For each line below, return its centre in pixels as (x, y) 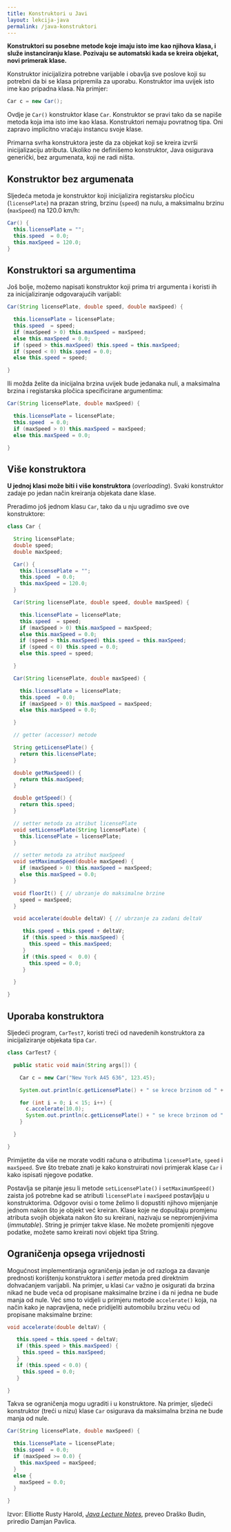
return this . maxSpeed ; (52, 779)
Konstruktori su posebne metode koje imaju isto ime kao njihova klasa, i (112, 46)
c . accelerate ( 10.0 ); (55, 1109)
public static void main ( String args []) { (75, 1065)
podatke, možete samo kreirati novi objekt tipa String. (83, 1232)
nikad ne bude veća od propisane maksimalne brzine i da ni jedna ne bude (113, 1292)
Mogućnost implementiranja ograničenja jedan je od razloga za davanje (109, 1270)
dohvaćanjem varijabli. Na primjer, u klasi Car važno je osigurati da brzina (111, 1285)
